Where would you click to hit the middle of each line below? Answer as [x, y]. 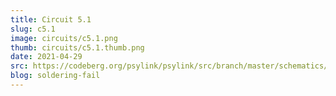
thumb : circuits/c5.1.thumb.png [77, 47]
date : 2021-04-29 [46, 57]
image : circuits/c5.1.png [64, 38]
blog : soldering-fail [55, 76]
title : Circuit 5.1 [51, 19]
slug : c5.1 [33, 29]
